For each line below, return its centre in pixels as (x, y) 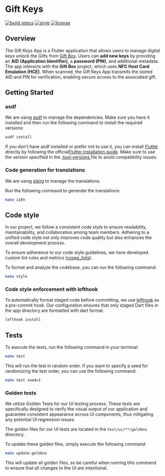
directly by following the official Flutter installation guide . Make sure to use (80, 152)
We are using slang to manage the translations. (53, 181)
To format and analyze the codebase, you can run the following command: (81, 267)
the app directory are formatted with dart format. (55, 311)
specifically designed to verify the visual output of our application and (76, 409)
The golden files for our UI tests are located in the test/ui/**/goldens (76, 429)
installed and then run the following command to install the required (74, 123)
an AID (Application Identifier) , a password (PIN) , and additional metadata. (82, 61)
